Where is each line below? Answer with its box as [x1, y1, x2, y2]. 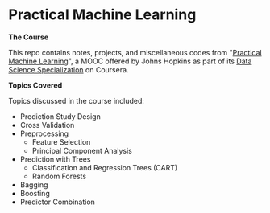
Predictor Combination [19, 197, 95, 207]
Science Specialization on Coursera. [8, 64, 129, 74]
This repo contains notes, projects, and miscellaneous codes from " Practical [8, 47, 262, 57]
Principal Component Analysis [31, 145, 133, 155]
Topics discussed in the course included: [8, 96, 145, 105]
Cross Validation [19, 120, 75, 129]
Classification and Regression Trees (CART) [31, 162, 178, 172]
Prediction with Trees [19, 154, 91, 164]
